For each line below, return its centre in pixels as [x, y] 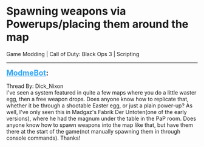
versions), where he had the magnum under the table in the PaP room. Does [101, 118]
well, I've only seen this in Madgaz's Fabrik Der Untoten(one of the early [97, 112]
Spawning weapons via [66, 11]
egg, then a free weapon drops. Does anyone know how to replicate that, [98, 99]
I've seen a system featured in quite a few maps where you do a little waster [101, 92]
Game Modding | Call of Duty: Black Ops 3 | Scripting [73, 54]
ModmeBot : [27, 73]
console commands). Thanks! [43, 138]
